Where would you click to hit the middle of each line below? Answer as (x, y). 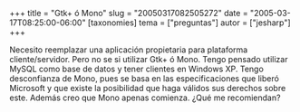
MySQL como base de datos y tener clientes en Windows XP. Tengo (137, 69)
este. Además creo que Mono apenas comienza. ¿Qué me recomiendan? (145, 98)
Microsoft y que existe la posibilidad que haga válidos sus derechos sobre (148, 88)
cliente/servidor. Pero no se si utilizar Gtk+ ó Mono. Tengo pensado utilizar (149, 59)
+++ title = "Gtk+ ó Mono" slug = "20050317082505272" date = (129, 13)
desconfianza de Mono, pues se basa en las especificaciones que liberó (144, 79)
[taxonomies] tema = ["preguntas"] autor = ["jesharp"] (189, 23)
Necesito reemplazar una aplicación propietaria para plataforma (129, 50)
